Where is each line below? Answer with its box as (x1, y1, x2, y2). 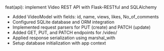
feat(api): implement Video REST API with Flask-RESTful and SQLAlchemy (5, 4, 157, 10)
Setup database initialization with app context (12, 40, 106, 46)
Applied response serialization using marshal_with (12, 35, 116, 41)
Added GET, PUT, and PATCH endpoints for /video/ (12, 30, 118, 35)
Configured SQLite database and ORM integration (12, 19, 115, 25)
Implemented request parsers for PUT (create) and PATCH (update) (12, 24, 151, 30)
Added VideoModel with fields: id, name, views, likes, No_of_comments (12, 14, 159, 19)
